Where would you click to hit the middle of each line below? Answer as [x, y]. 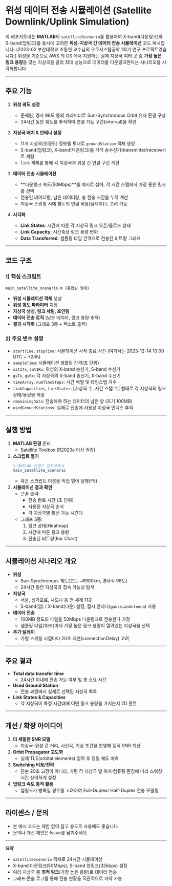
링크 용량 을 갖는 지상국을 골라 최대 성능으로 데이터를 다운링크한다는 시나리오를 [83, 62]
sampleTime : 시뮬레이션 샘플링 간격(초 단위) [56, 363]
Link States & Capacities [39, 697]
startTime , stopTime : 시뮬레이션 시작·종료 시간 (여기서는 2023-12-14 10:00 [89, 351]
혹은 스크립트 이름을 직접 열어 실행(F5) [59, 481]
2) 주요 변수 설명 [24, 339]
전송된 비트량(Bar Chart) [53, 539]
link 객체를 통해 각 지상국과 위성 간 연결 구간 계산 [70, 162]
